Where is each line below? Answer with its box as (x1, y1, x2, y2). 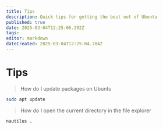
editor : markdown (6, 35, 48, 41)
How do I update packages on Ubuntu (20, 85, 112, 92)
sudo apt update (6, 96, 45, 102)
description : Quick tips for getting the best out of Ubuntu (6, 14, 158, 20)
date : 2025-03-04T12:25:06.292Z (6, 24, 84, 31)
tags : (6, 30, 19, 36)
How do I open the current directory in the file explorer (20, 107, 151, 114)
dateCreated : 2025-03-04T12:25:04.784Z (6, 41, 103, 47)
